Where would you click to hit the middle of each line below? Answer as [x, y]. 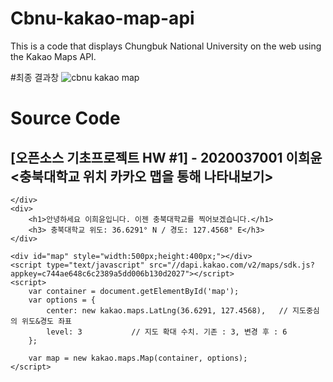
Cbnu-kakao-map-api [102, 18]
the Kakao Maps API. [53, 56]
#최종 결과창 [35, 77]
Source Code [65, 118]
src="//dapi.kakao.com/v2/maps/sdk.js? [231, 265]
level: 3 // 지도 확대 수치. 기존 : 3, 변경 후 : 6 [167, 332]
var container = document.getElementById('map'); [134, 291]
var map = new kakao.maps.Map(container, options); [138, 358]
